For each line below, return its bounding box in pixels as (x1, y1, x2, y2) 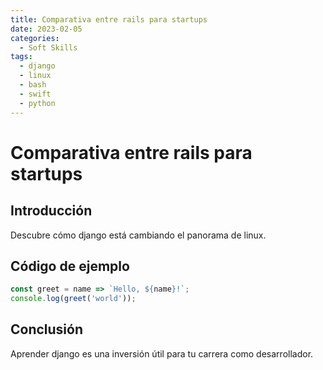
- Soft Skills (19, 42, 78, 53)
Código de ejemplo (10, 257, 130, 275)
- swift (19, 89, 52, 99)
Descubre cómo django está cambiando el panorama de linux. (10, 229, 267, 241)
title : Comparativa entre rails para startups (10, 14, 208, 25)
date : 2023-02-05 (10, 24, 83, 34)
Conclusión (10, 321, 84, 338)
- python (19, 98, 56, 108)
